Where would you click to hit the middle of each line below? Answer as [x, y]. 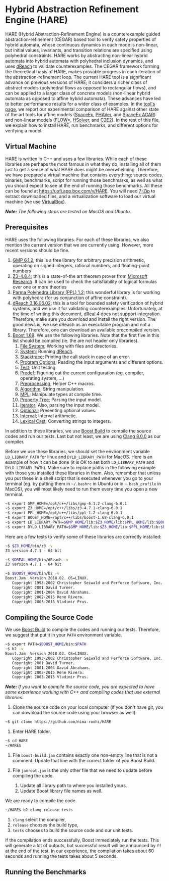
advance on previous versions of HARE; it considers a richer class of [76, 82]
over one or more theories [39, 287]
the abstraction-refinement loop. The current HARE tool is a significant [78, 77]
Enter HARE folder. [32, 731]
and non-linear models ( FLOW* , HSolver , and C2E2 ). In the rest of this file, [82, 120]
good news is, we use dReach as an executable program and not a [81, 324]
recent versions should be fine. [37, 250]
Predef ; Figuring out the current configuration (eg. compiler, [82, 373]
